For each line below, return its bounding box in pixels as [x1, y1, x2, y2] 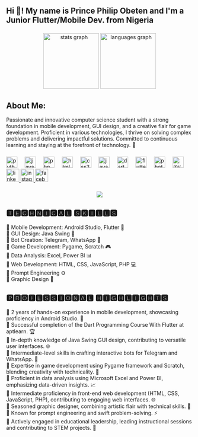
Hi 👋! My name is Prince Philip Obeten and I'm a [6, 6, 184, 16]
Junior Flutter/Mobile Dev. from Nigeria [6, 15, 154, 25]
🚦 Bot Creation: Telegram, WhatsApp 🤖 [6, 236, 101, 243]
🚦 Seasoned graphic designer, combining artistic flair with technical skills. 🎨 [6, 403, 191, 410]
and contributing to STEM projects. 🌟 [6, 424, 97, 431]
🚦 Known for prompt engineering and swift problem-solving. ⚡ [6, 409, 158, 416]
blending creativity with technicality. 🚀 [6, 368, 100, 375]
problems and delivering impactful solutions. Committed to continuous [6, 135, 178, 142]
